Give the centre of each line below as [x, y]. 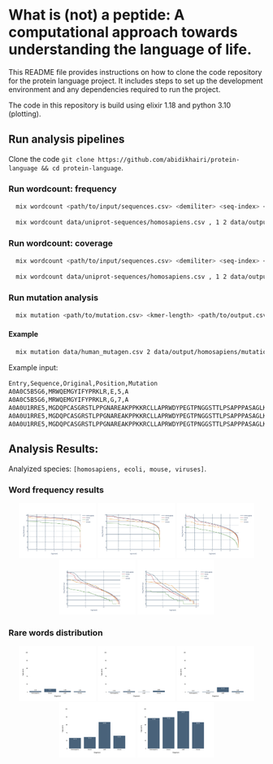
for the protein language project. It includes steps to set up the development [136, 81]
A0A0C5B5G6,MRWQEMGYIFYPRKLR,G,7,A [69, 400]
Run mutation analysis [54, 297]
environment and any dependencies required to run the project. [115, 89]
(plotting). [25, 114]
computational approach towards [123, 32]
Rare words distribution [56, 632]
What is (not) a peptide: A [97, 15]
